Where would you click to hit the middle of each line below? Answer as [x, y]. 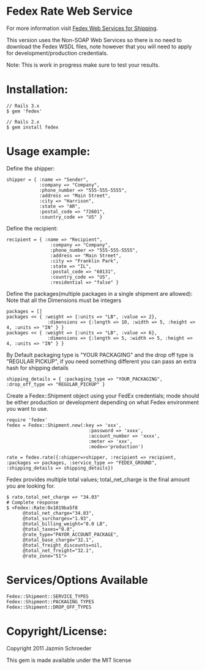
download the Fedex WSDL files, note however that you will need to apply [99, 46]
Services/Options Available [77, 580]
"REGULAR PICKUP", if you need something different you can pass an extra [102, 361]
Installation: [37, 90]
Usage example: [48, 152]
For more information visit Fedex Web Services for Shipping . [82, 28]
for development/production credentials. [57, 53]
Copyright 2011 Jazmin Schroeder [49, 648]
